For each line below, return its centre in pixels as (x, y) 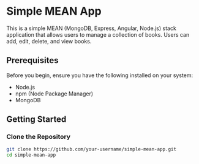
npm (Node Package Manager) (54, 94)
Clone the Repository (39, 137)
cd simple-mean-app (31, 155)
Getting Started (36, 120)
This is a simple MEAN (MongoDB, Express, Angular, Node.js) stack (91, 28)
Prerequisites (32, 60)
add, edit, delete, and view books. (49, 41)
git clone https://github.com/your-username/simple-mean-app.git (91, 149)
